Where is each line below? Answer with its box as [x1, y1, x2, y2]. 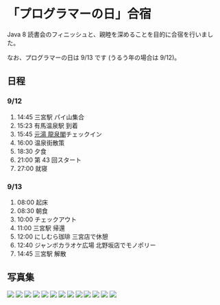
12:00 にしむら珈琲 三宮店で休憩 [16, 232, 108, 241]
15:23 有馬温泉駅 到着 [16, 121, 78, 130]
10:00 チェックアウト [16, 215, 77, 223]
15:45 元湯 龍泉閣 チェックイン [16, 130, 103, 138]
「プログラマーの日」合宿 [7, 6, 152, 22]
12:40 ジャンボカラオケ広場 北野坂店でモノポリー [16, 241, 156, 249]
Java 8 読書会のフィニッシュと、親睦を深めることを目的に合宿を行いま [7, 30, 208, 38]
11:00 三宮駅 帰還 [16, 223, 65, 232]
